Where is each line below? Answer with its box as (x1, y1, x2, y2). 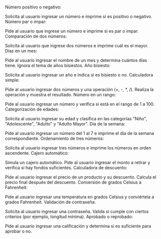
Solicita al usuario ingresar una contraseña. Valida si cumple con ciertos (5, 209, 149, 214)
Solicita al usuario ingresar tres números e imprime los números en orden (5, 145, 152, 150)
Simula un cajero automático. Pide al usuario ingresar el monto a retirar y (5, 160, 150, 165)
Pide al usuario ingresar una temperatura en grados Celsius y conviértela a (5, 194, 154, 200)
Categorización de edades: (5, 107, 59, 112)
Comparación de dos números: (5, 34, 67, 39)
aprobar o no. (5, 228, 32, 234)
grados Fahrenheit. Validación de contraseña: (5, 199, 96, 205)
